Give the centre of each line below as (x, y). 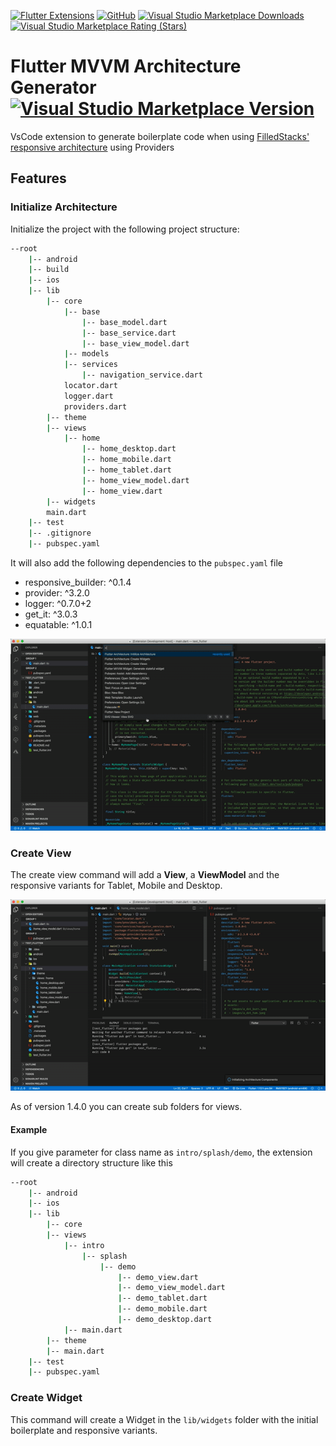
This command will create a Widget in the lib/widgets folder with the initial (164, 1419)
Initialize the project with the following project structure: (125, 229)
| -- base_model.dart (124, 322)
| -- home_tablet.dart (126, 470)
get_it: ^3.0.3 (51, 614)
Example (29, 1130)
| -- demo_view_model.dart (171, 1288)
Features (38, 178)
